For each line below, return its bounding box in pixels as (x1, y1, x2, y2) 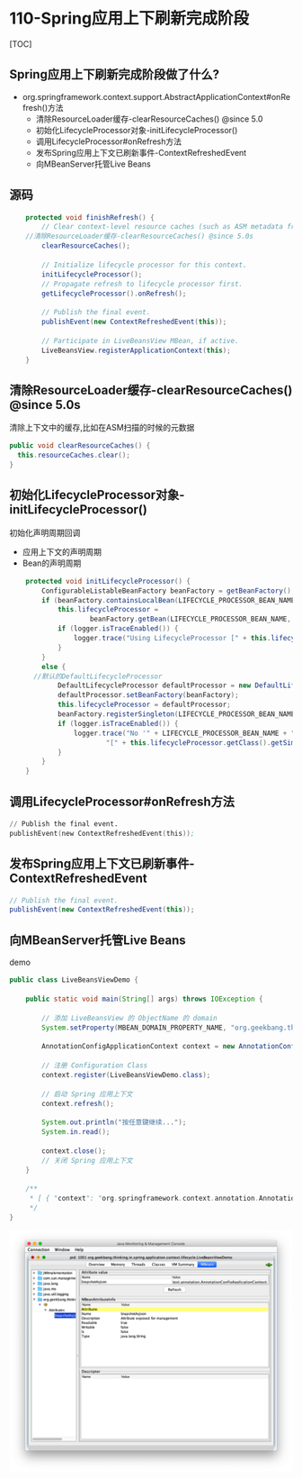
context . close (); (41, 1146, 106, 1156)
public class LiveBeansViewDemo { (9, 975, 139, 984)
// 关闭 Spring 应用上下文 (41, 1156, 133, 1165)
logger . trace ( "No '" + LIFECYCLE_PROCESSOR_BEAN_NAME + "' (73, 729, 299, 738)
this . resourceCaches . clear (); (17, 451, 130, 460)
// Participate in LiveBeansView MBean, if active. (41, 336, 240, 345)
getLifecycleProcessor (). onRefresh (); (41, 289, 187, 298)
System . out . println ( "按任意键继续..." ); (41, 1118, 187, 1127)
